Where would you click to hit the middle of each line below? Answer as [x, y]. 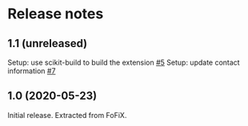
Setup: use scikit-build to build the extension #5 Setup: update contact [124, 62]
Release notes [56, 14]
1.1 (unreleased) [48, 43]
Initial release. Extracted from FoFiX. [67, 115]
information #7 [32, 71]
